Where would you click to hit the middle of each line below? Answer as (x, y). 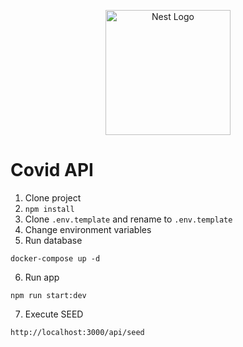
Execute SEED (54, 314)
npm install (49, 209)
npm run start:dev (48, 295)
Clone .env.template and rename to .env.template (128, 219)
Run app (42, 277)
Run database (53, 240)
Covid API (52, 170)
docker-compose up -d (55, 258)
